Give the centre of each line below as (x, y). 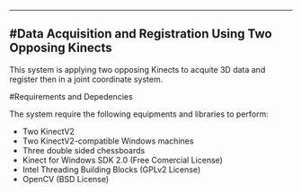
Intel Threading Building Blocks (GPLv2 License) (111, 169)
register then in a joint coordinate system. (86, 79)
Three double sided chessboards (84, 150)
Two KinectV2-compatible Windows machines (108, 141)
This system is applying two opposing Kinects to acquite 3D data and (138, 69)
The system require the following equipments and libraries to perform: (139, 114)
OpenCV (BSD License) (66, 179)
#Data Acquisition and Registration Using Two (141, 34)
